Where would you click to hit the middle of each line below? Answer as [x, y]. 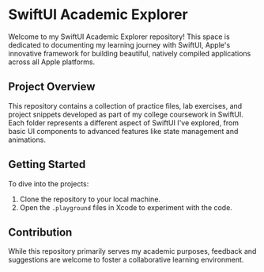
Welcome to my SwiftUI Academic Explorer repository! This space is [119, 36]
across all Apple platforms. [52, 62]
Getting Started [47, 165]
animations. [27, 140]
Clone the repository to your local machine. [90, 199]
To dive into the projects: [49, 183]
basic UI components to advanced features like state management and [123, 131]
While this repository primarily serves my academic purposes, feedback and [132, 251]
